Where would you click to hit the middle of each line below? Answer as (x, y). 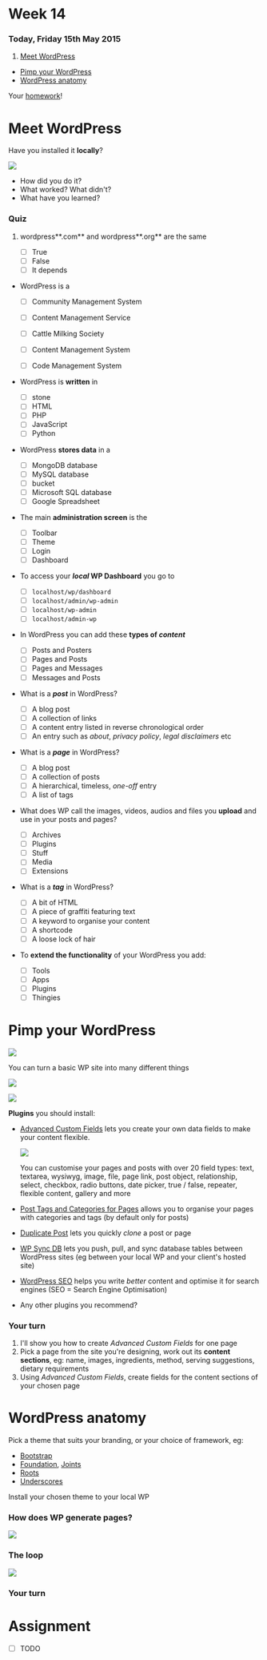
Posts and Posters (62, 651)
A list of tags (52, 795)
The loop (26, 1555)
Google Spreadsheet (66, 501)
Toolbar (44, 533)
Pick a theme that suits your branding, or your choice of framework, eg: (126, 1440)
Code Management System (77, 366)
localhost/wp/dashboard (72, 592)
